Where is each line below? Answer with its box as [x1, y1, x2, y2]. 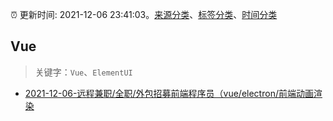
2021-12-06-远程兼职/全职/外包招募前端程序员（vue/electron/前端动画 [24, 87, 314, 99]
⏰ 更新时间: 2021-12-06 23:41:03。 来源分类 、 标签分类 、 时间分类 [10, 9, 278, 20]
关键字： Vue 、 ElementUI [34, 66, 133, 78]
